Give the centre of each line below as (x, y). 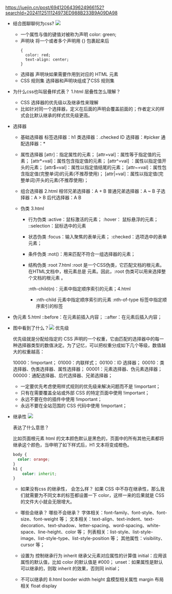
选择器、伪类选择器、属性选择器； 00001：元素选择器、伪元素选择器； (88, 369)
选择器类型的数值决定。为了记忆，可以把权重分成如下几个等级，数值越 (91, 345)
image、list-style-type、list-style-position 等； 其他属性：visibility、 (93, 539)
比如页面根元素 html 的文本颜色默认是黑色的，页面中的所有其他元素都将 (88, 438)
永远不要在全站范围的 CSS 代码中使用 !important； (74, 406)
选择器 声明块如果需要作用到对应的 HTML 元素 (69, 74)
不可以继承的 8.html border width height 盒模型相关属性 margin (87, 580)
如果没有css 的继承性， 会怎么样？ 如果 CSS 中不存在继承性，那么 (90, 489)
